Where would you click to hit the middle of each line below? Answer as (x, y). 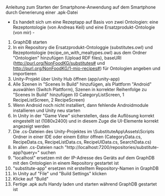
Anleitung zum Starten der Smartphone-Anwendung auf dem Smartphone (81, 7)
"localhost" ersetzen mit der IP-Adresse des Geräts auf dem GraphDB (83, 158)
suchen (48, 152)
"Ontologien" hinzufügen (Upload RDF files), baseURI (67, 58)
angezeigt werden (31, 126)
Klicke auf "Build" (31, 179)
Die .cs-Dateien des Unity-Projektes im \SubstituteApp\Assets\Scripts (83, 131)
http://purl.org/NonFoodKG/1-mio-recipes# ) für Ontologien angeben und (86, 68)
